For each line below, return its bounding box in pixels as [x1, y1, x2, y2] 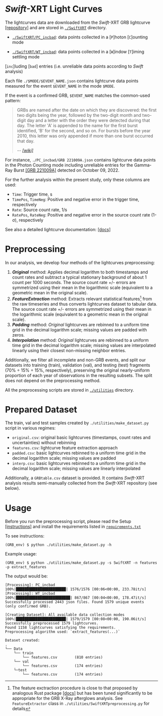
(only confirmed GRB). [5, 604, 51, 609]
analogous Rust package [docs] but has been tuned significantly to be [12, 690, 153, 696]
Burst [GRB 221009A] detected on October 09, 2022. [14, 167, 120, 173]
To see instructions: [5, 533, 45, 539]
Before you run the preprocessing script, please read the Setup [5, 519, 131, 524]
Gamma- [134, 162, 152, 168]
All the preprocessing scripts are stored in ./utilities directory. [5, 387, 134, 393]
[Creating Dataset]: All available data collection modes [5, 612, 125, 617]
